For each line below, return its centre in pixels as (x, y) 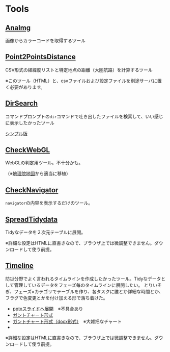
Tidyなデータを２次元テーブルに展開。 (46, 232)
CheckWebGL (27, 150)
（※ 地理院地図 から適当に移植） (38, 173)
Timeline (20, 266)
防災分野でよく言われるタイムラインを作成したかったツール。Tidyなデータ (83, 279)
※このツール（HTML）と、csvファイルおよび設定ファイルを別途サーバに (81, 81)
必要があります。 (27, 87)
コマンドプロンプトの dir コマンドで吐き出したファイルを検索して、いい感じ (84, 116)
